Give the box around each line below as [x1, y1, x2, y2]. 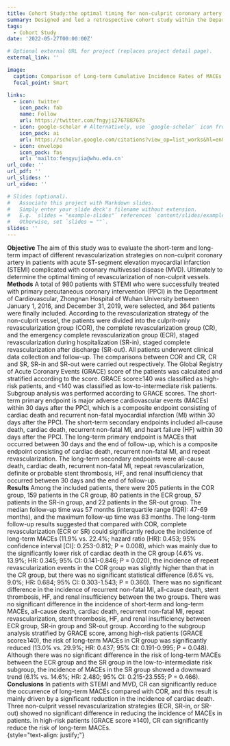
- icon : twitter [13, 98, 60, 105]
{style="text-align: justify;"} [7, 730, 85, 739]
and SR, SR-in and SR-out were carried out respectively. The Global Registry [7, 360, 223, 368]
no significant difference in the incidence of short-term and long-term [7, 600, 204, 608]
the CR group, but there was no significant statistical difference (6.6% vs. [7, 571, 214, 579]
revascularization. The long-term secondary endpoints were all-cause [7, 454, 205, 463]
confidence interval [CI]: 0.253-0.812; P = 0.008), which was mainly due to [7, 541, 218, 550]
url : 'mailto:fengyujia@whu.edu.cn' [19, 155, 125, 162]
